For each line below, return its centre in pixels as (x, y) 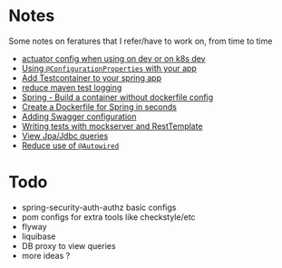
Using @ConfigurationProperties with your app (109, 68)
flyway (34, 226)
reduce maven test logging (72, 87)
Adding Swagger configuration (79, 116)
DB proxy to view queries (68, 245)
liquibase (39, 236)
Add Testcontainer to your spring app (92, 77)
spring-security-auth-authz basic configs (99, 207)
